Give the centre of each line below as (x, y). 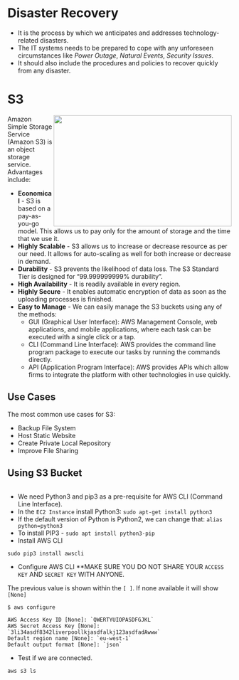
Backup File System (47, 427)
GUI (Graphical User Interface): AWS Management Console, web (123, 322)
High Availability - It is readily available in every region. (99, 284)
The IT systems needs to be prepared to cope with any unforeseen (115, 48)
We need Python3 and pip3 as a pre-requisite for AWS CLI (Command (120, 496)
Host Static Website (47, 435)
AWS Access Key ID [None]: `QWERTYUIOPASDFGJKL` (81, 620)
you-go (28, 223)
